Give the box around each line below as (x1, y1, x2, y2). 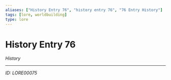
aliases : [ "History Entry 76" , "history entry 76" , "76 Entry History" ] (5, 7, 163, 13)
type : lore (5, 17, 28, 22)
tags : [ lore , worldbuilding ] (5, 12, 67, 17)
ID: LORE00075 (5, 70, 37, 76)
